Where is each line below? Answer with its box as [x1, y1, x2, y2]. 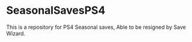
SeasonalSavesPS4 [6, 4, 106, 17]
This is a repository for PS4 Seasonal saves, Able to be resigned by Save [6, 23, 186, 31]
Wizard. [6, 29, 26, 37]
